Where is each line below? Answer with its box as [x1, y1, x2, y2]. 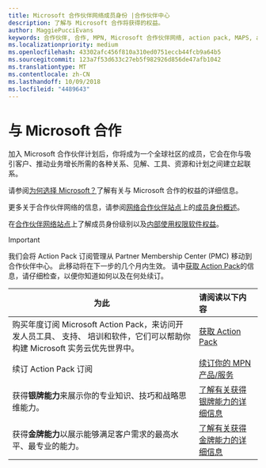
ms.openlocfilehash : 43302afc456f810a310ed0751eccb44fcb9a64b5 [8, 48, 222, 56]
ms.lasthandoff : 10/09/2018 [8, 77, 101, 85]
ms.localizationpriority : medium [8, 41, 119, 49]
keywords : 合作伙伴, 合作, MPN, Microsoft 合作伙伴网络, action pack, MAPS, [8, 33, 253, 42]
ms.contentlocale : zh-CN [8, 70, 90, 78]
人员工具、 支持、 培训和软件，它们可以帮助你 [20, 331, 192, 342]
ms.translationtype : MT [8, 63, 87, 71]
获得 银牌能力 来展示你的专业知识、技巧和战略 [12, 391, 180, 402]
